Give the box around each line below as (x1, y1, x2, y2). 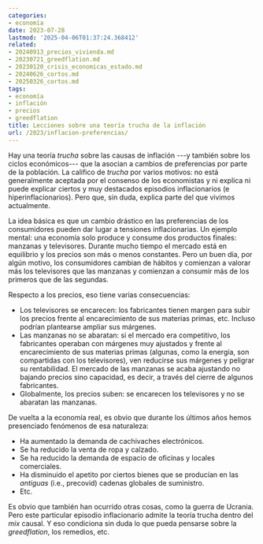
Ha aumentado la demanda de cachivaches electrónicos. (19, 436, 205, 445)
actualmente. (8, 200, 51, 210)
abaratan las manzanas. (19, 397, 98, 407)
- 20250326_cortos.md (8, 77, 80, 85)
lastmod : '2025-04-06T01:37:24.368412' (8, 33, 139, 42)
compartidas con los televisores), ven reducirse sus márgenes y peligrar (19, 356, 254, 365)
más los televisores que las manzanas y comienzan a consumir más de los (8, 266, 250, 276)
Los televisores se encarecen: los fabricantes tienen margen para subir (19, 305, 250, 315)
